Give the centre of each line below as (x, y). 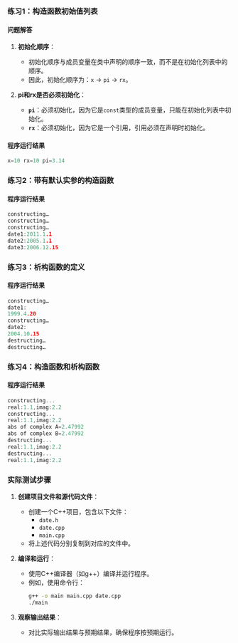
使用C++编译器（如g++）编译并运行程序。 (91, 573)
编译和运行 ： (36, 558)
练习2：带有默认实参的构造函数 (61, 181)
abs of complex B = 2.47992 (45, 434)
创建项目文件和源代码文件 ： (58, 496)
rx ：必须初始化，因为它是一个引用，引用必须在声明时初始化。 (119, 128)
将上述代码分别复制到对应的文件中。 (81, 543)
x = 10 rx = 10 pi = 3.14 (36, 161)
